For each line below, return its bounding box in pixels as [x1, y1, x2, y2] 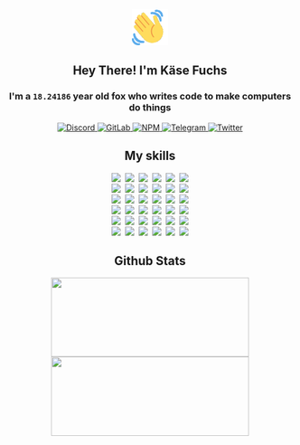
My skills [124, 148, 176, 164]
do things [128, 101, 172, 114]
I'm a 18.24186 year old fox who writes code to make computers [8, 90, 292, 103]
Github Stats [114, 253, 186, 269]
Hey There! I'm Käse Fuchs [72, 63, 228, 79]
